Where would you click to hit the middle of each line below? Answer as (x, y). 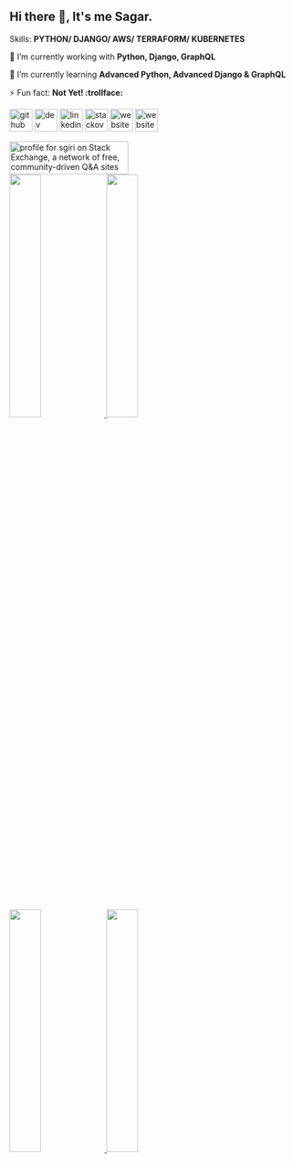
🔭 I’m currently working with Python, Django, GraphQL (113, 57)
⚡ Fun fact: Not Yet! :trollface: (66, 92)
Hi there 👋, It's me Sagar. (81, 17)
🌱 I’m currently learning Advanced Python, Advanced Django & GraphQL (148, 74)
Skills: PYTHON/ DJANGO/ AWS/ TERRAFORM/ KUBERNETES (127, 38)
